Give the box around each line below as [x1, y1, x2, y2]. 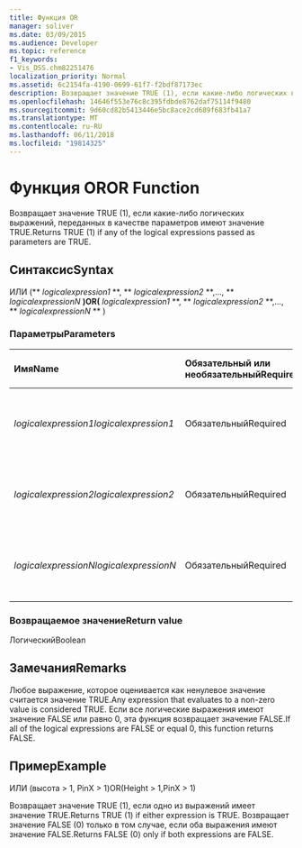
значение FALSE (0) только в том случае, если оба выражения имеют [9, 819, 278, 830]
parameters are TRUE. [9, 236, 92, 247]
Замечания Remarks [9, 661, 128, 676]
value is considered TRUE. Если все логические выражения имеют [9, 704, 264, 715]
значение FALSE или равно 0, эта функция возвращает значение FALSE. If [9, 713, 291, 724]
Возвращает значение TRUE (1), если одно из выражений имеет [9, 799, 256, 811]
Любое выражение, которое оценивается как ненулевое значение [9, 684, 266, 695]
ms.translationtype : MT [9, 114, 99, 123]
